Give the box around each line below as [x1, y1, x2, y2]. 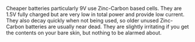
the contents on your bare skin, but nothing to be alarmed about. [6, 29, 162, 36]
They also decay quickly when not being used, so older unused [6, 17, 159, 24]
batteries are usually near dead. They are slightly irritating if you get [25, 23, 189, 30]
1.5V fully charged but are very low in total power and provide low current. [6, 11, 184, 18]
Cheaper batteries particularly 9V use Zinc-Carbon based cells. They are [6, 5, 182, 12]
